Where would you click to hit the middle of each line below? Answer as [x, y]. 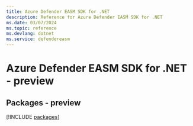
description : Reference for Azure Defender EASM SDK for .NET [84, 17]
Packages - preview [44, 103]
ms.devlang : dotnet [30, 34]
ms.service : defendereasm [38, 39]
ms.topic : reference [32, 28]
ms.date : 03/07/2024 [32, 22]
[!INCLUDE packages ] [33, 117]
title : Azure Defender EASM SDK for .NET [58, 12]
